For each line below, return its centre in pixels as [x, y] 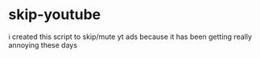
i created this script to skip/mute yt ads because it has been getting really [130, 37]
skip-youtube [55, 15]
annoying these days [43, 44]
